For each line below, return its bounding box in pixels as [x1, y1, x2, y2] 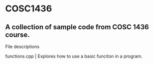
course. [5, 30, 30, 39]
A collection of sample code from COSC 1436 [5, 23, 149, 31]
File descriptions [5, 44, 40, 50]
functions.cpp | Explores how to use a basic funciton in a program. [5, 53, 143, 59]
